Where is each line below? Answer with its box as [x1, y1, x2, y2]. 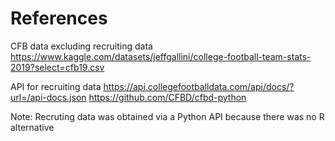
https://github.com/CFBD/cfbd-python [88, 91, 247, 103]
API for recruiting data [10, 80, 102, 92]
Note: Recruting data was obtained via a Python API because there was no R [10, 110, 325, 122]
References [10, 7, 108, 30]
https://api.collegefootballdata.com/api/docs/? [103, 80, 295, 92]
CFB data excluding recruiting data [10, 40, 153, 52]
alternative [10, 121, 55, 133]
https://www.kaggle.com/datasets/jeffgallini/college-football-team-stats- [10, 50, 312, 62]
